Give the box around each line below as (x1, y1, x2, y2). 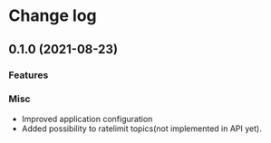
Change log (8, 5, 97, 26)
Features (8, 69, 49, 81)
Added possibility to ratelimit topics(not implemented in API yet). (21, 123, 262, 134)
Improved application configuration (21, 113, 153, 124)
